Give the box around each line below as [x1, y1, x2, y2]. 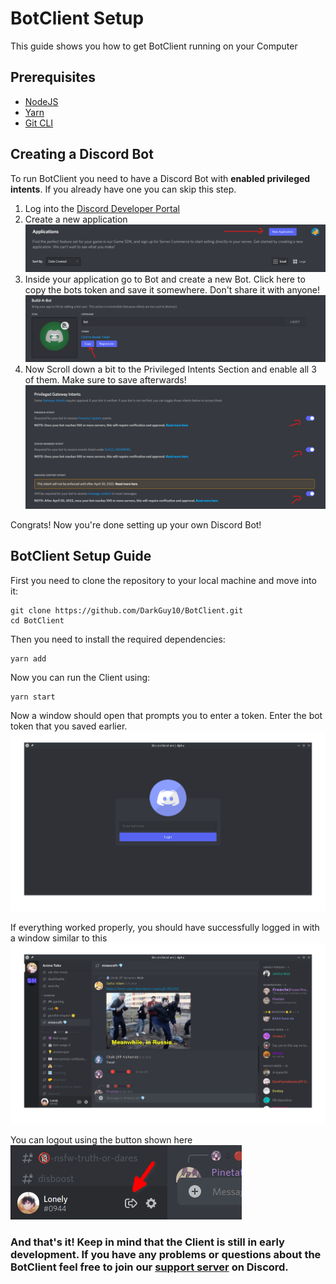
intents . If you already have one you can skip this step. [10, 183, 237, 195]
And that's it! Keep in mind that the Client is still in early [10, 1235, 285, 1249]
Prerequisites [10, 69, 96, 86]
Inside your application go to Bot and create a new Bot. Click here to [24, 273, 306, 285]
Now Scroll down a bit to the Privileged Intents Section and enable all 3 [24, 363, 317, 375]
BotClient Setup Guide [10, 548, 152, 565]
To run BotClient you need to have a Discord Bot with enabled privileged [10, 172, 311, 184]
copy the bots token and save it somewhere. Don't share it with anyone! [24, 283, 320, 296]
